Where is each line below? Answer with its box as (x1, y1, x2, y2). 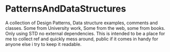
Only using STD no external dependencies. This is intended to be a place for (5, 30, 165, 36)
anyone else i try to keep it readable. (5, 41, 82, 47)
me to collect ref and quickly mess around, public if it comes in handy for (5, 36, 159, 42)
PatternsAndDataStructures (5, 3, 126, 15)
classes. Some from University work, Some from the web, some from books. (5, 25, 165, 31)
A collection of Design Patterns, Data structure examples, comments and (5, 20, 158, 26)
